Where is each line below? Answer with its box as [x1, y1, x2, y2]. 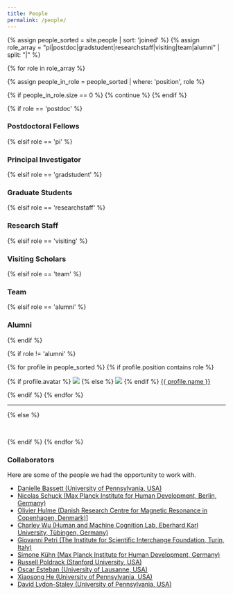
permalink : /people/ [7, 17, 67, 24]
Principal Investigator [7, 154, 81, 164]
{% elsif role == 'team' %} [7, 269, 82, 278]
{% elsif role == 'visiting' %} [7, 237, 88, 245]
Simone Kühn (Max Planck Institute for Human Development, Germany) [17, 550, 221, 559]
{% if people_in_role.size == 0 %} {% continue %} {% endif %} [7, 91, 187, 99]
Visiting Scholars [7, 254, 67, 264]
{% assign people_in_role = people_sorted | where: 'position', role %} [7, 77, 205, 85]
